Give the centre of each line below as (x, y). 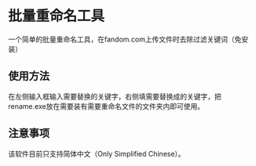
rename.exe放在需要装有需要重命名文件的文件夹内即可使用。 (106, 106)
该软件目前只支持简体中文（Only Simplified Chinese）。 (97, 153)
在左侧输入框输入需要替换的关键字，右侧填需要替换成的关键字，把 (115, 96)
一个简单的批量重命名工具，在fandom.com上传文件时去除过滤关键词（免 (125, 39)
